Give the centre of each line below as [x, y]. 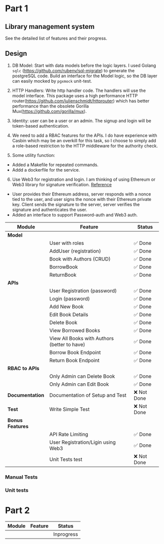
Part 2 [18, 510]
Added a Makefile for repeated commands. [55, 165]
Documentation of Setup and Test [88, 395]
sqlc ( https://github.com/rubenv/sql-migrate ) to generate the [73, 70]
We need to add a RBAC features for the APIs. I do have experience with [84, 135]
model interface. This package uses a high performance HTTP [75, 95]
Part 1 [17, 9]
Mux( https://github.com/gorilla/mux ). [49, 111]
